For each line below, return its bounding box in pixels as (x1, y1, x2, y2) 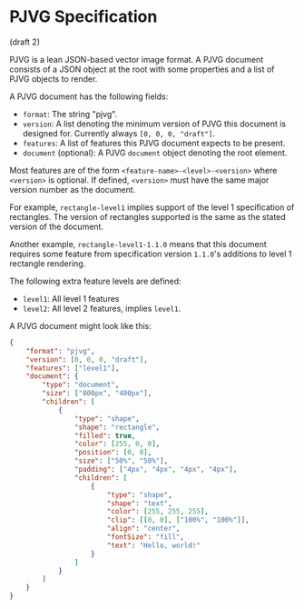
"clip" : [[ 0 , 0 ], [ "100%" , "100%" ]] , (106, 515, 250, 524)
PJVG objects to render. (9, 73, 98, 84)
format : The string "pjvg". (22, 108, 118, 119)
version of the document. (9, 221, 104, 232)
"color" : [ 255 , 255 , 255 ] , (106, 507, 209, 516)
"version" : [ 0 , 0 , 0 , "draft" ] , (25, 354, 148, 364)
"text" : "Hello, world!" (106, 541, 201, 550)
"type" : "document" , (42, 380, 120, 390)
